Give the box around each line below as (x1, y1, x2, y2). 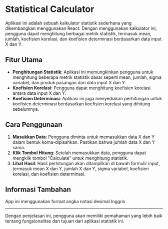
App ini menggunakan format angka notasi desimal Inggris (5, 199, 125, 205)
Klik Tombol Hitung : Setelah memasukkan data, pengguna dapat (12, 150, 146, 156)
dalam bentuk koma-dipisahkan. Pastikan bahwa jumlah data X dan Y (12, 139, 155, 145)
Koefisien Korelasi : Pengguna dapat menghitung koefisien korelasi (12, 85, 151, 91)
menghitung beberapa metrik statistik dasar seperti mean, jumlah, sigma (12, 74, 161, 80)
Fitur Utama (5, 56, 43, 64)
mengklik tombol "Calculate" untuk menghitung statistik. (12, 155, 128, 161)
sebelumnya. (12, 106, 39, 112)
